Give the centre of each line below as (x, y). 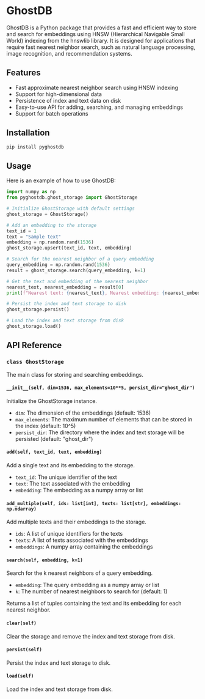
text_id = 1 (21, 231)
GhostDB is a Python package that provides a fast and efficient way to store (102, 28)
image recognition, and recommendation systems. (69, 53)
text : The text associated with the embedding (73, 483)
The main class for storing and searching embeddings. (75, 374)
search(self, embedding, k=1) (45, 560)
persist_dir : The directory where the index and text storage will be (100, 432)
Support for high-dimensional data (59, 94)
